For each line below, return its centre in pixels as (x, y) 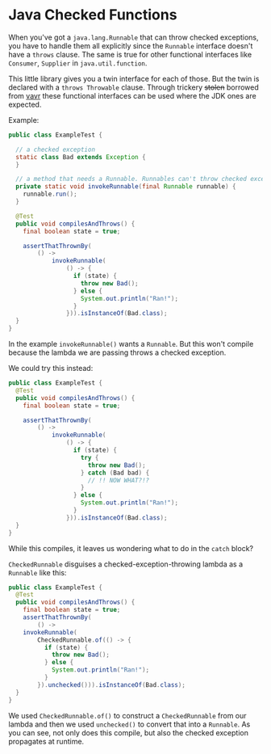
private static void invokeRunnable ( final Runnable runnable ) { (126, 187)
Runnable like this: (38, 572)
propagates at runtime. (46, 741)
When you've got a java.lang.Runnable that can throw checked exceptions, (134, 37)
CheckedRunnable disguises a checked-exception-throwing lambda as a (126, 564)
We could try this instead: (51, 369)
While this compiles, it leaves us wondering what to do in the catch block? (131, 548)
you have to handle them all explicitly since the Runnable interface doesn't (131, 45)
